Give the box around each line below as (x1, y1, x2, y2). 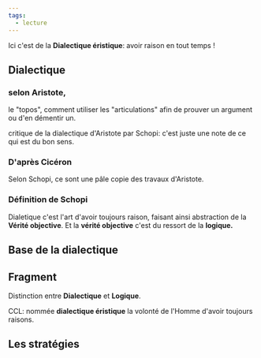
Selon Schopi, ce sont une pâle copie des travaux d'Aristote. (8, 174, 204, 184)
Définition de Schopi (8, 194, 88, 205)
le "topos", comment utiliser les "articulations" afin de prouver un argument (8, 105, 253, 114)
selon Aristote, (8, 87, 66, 98)
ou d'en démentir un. (8, 114, 76, 123)
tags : (8, 11, 26, 20)
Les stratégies (8, 337, 80, 351)
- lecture (15, 19, 47, 27)
